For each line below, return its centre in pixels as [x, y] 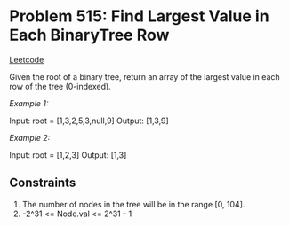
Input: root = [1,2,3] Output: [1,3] [68, 155]
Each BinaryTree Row [89, 35]
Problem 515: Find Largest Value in [139, 16]
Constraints [43, 183]
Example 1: [29, 103]
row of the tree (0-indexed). [60, 86]
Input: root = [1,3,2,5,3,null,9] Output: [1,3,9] [89, 121]
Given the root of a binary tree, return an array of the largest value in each [144, 76]
